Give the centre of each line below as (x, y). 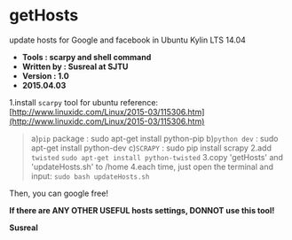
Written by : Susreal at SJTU (75, 66)
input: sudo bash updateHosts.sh (90, 176)
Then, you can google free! (59, 193)
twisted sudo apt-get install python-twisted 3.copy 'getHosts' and (157, 157)
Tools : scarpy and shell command (87, 57)
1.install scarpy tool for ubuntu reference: (83, 102)
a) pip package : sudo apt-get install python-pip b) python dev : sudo (154, 138)
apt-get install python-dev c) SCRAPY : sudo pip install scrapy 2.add (151, 148)
